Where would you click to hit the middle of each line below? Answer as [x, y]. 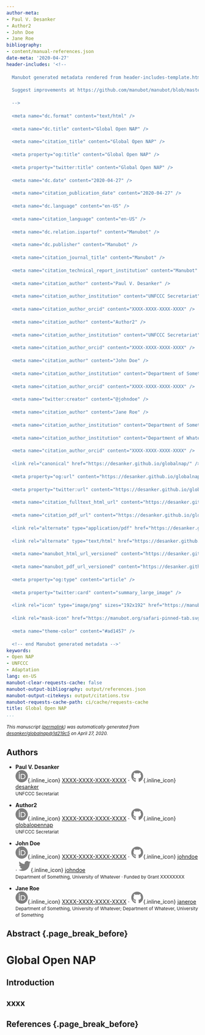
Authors [22, 752]
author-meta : [23, 13]
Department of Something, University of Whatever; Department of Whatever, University [106, 909]
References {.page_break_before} [73, 1024]
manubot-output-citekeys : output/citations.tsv [68, 695]
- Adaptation [23, 670]
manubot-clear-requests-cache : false [54, 683]
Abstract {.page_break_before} [67, 934]
